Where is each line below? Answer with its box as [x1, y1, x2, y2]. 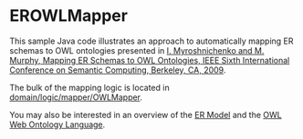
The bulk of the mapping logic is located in [9, 82, 171, 93]
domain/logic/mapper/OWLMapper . [9, 92, 143, 103]
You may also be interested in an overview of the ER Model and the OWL [9, 109, 282, 120]
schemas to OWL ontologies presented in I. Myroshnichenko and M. [9, 45, 265, 55]
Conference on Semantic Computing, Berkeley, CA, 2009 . [9, 65, 226, 75]
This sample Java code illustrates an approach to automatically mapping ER [9, 35, 294, 46]
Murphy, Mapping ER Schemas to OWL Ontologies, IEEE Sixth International [9, 55, 290, 65]
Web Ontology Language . [9, 119, 106, 130]
